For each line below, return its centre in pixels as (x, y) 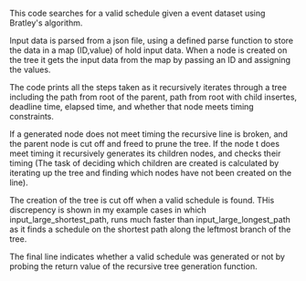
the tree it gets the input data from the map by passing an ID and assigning (150, 60)
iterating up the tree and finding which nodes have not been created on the (151, 173)
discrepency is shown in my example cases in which (108, 210)
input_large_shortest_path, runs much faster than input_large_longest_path (150, 219)
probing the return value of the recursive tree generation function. (133, 266)
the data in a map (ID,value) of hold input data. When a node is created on (148, 50)
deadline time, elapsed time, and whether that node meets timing (132, 107)
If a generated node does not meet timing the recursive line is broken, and (149, 134)
